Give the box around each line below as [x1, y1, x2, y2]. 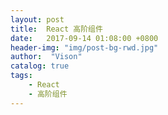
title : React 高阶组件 [10, 24, 103, 34]
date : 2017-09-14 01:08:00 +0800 [10, 33, 159, 43]
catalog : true [10, 61, 70, 71]
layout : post [10, 14, 65, 25]
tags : [10, 71, 33, 81]
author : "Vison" [10, 52, 83, 62]
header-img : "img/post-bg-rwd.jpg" [10, 42, 159, 53]
